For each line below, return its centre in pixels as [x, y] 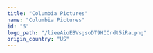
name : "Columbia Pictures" [46, 20]
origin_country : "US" [38, 39]
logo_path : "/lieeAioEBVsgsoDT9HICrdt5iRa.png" [77, 33]
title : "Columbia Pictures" [48, 13]
